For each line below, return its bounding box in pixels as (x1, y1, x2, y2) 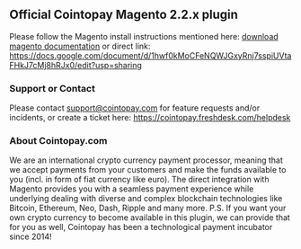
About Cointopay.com (9, 135, 108, 147)
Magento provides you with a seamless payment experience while (9, 183, 254, 194)
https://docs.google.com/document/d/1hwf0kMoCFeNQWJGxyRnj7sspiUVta (9, 49, 292, 61)
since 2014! (9, 231, 52, 242)
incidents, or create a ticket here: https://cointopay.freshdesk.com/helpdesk (9, 112, 291, 123)
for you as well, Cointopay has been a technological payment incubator (9, 222, 273, 233)
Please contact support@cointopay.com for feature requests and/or (9, 102, 261, 113)
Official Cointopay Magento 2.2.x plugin (9, 7, 238, 22)
